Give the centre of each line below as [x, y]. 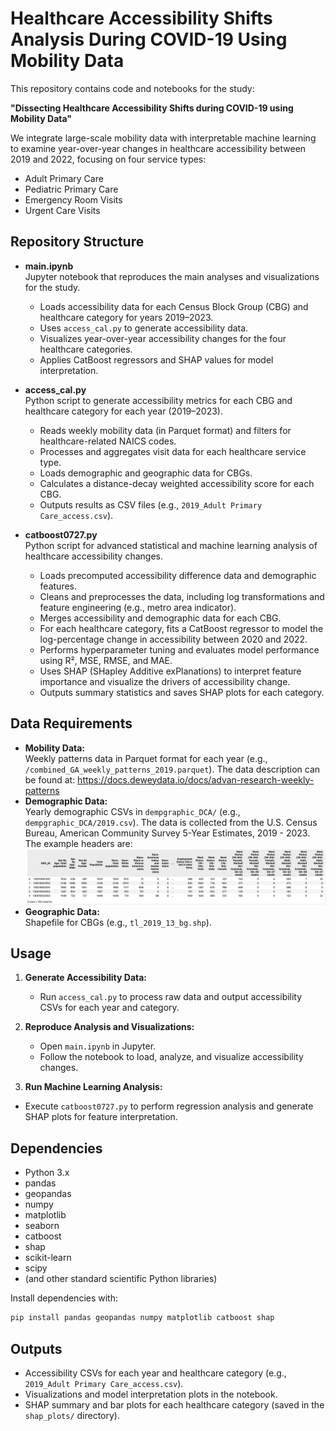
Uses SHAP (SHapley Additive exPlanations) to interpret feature [170, 671]
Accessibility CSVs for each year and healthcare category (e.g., [155, 1373]
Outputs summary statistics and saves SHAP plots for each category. [182, 692]
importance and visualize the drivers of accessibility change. [165, 681]
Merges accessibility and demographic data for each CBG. [160, 618]
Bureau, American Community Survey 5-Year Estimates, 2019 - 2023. [167, 833]
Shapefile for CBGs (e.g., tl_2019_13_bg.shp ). [118, 922]
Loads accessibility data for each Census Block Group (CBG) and [174, 306]
